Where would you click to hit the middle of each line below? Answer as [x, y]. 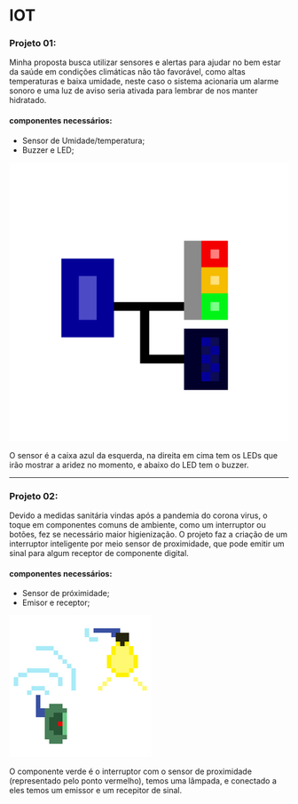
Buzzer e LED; [48, 150]
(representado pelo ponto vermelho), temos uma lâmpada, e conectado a [143, 781]
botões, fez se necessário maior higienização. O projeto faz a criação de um [149, 535]
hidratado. [28, 100]
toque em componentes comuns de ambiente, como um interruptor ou [137, 525]
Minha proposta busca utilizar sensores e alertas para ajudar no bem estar [145, 62]
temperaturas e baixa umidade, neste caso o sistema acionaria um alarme [144, 82]
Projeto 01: [33, 44]
